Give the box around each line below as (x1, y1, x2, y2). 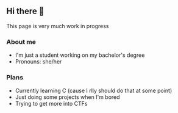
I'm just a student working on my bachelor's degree (15, 51, 145, 59)
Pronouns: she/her (15, 58, 62, 65)
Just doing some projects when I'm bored (15, 93, 120, 101)
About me (6, 37, 37, 46)
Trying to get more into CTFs (15, 100, 88, 108)
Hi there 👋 (6, 6, 44, 16)
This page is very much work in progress (6, 22, 109, 29)
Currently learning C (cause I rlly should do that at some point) (15, 87, 173, 95)
